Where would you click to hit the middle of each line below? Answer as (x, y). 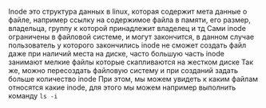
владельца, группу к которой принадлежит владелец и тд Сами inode (127, 28)
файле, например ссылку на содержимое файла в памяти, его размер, (130, 20)
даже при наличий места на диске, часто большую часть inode (117, 54)
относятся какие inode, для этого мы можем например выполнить (122, 87)
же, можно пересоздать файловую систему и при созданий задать (123, 70)
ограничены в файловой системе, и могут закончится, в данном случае (131, 37)
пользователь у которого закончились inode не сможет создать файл (127, 45)
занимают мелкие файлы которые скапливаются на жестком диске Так (131, 62)
